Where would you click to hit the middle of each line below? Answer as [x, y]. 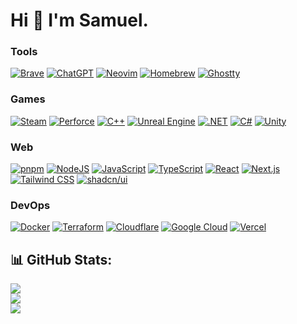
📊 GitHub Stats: [61, 259]
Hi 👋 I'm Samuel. [79, 20]
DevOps [30, 205]
